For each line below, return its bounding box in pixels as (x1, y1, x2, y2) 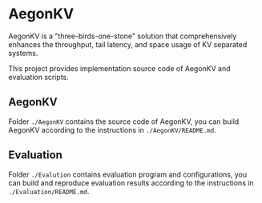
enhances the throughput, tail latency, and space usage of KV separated (8, 39, 248, 49)
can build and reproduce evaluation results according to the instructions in (8, 177, 254, 188)
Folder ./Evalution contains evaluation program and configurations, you (8, 169, 248, 179)
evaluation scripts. (8, 72, 70, 82)
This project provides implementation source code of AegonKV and (8, 63, 231, 73)
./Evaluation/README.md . (8, 186, 90, 196)
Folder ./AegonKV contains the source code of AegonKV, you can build (8, 117, 240, 126)
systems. (8, 48, 38, 58)
